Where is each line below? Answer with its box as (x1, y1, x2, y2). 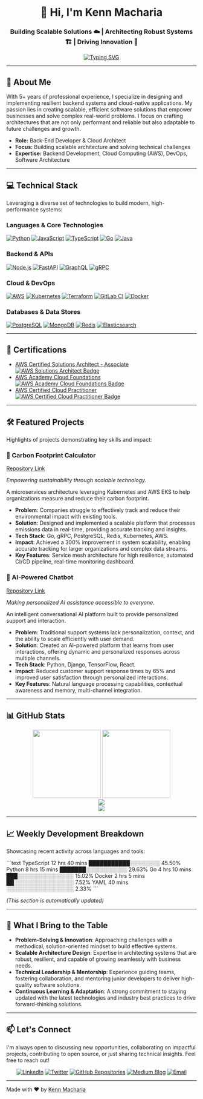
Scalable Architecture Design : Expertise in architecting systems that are (14, 949, 196, 956)
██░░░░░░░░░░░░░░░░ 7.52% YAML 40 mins (6, 878, 129, 886)
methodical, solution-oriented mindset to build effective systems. (14, 942, 177, 950)
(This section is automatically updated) (6, 897, 104, 905)
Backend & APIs (6, 250, 54, 258)
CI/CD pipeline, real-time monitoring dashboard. (14, 558, 135, 565)
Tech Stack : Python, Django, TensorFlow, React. (14, 660, 136, 668)
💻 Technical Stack (6, 180, 79, 190)
